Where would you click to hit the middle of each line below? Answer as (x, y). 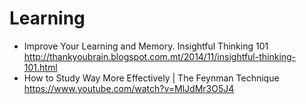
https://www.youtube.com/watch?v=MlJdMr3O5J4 (129, 88)
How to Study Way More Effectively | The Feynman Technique (151, 78)
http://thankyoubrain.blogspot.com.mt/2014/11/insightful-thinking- (160, 56)
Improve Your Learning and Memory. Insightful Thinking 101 (146, 46)
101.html (40, 67)
